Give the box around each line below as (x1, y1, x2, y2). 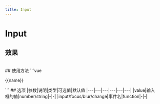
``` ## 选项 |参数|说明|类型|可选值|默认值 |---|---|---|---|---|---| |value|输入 (5, 87, 155, 93)
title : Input (5, 7, 32, 12)
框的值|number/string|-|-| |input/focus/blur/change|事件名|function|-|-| (5, 93, 148, 99)
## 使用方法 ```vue (5, 68, 42, 73)
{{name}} (5, 77, 24, 83)
